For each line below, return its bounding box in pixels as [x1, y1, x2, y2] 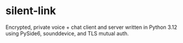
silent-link [5, 4, 56, 18]
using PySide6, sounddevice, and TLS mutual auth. [5, 29, 129, 37]
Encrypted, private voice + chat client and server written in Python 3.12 [5, 24, 178, 31]
